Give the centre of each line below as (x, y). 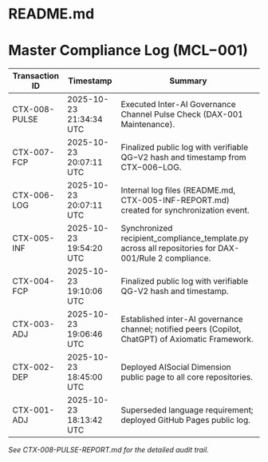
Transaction (36, 76)
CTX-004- (33, 281)
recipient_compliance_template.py (185, 238)
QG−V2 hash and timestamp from (183, 157)
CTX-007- (33, 153)
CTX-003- (33, 325)
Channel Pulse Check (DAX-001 (182, 114)
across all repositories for (169, 249)
